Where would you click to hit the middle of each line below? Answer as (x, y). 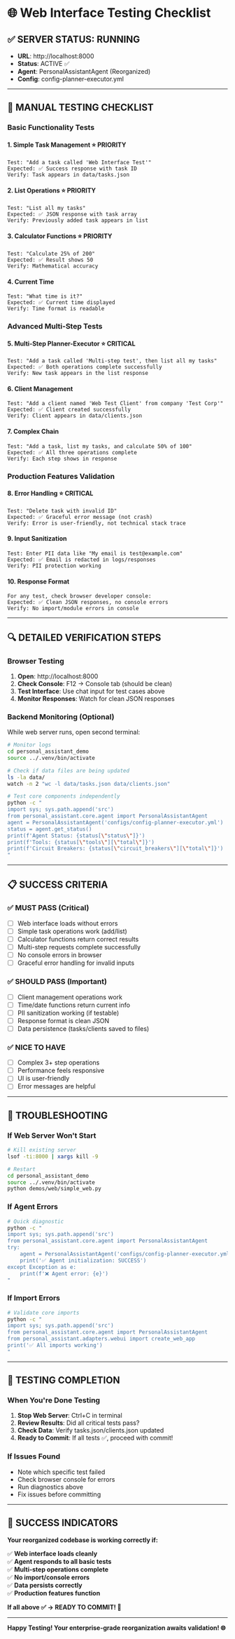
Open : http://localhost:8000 (58, 676)
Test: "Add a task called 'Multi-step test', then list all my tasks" (112, 361)
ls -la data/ (26, 777)
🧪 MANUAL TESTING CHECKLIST (80, 108)
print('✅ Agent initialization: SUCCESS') (83, 1260)
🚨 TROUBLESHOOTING (58, 1115)
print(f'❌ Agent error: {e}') (64, 1273)
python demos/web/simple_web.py (54, 1189)
